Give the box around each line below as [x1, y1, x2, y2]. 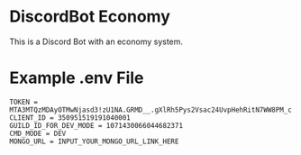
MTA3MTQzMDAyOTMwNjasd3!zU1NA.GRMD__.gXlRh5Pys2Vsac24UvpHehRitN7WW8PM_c [9, 105, 293, 114]
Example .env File [9, 68, 144, 88]
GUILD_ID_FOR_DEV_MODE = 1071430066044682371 [9, 121, 183, 130]
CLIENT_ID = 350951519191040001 [9, 113, 131, 123]
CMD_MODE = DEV [9, 129, 67, 138]
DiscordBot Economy [9, 6, 171, 27]
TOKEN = [9, 97, 39, 106]
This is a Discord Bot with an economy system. [9, 36, 183, 47]
